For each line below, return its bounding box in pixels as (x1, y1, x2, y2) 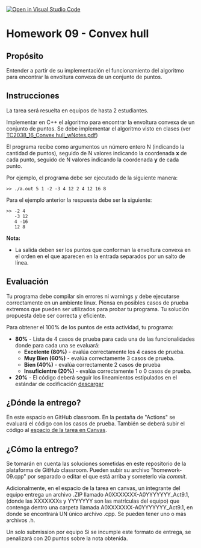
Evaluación (6, 277, 49, 287)
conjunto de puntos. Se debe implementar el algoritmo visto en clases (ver (6, 124, 191, 132)
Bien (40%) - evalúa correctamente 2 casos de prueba (23, 361, 161, 368)
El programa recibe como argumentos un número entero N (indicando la (6, 143, 185, 150)
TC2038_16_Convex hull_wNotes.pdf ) (6, 131, 98, 138)
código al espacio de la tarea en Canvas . (6, 427, 107, 434)
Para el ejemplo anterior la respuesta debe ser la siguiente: (6, 196, 152, 204)
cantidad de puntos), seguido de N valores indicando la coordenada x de (6, 149, 187, 156)
